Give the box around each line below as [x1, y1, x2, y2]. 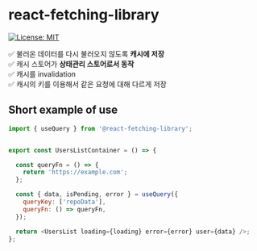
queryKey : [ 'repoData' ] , [23, 198, 106, 206]
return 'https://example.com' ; [23, 168, 128, 177]
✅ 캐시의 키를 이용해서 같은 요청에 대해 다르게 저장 [8, 79, 167, 89]
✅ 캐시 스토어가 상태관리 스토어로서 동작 [8, 59, 135, 69]
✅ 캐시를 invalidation [8, 69, 77, 78]
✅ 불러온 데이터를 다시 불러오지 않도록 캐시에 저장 [8, 48, 165, 58]
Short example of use [8, 103, 118, 117]
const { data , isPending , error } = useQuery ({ [15, 190, 179, 199]
